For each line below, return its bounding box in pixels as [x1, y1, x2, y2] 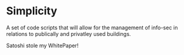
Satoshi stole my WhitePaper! [6, 42, 79, 49]
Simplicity [6, 4, 58, 18]
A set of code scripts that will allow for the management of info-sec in [6, 24, 178, 31]
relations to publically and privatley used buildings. [6, 30, 131, 37]
